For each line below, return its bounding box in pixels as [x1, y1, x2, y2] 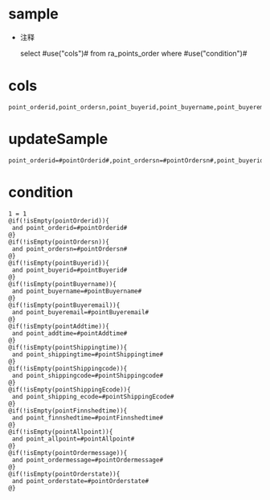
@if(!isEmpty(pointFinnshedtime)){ [8, 407, 128, 415]
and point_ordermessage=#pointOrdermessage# [11, 456, 163, 464]
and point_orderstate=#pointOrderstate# [11, 477, 149, 485]
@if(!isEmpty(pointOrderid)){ [8, 216, 110, 225]
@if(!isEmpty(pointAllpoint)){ [8, 428, 113, 436]
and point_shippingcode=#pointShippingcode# [11, 371, 163, 379]
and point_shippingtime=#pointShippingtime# [11, 350, 163, 359]
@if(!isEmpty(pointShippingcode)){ [8, 364, 128, 372]
